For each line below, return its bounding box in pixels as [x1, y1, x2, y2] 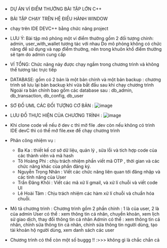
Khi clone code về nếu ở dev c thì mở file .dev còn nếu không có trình [10, 122, 155, 128]
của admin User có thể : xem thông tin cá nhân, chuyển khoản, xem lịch [10, 211, 159, 217]
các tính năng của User [17, 174, 67, 180]
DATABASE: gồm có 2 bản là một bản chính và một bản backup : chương [10, 77, 161, 82]
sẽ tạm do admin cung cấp [10, 52, 66, 57]
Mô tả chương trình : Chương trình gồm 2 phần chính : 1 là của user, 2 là [10, 205, 159, 211]
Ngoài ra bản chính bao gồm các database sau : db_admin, [10, 87, 133, 93]
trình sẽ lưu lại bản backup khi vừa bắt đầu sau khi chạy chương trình [10, 82, 154, 88]
